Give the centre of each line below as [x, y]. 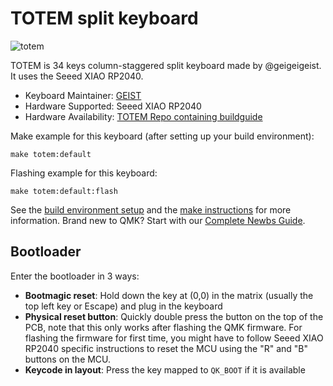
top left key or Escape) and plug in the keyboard [123, 306]
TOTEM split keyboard [104, 18]
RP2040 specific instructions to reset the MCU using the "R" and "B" [166, 348]
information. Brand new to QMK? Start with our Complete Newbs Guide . [158, 220]
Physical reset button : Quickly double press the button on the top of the [174, 316]
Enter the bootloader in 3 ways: [75, 276]
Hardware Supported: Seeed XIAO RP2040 [113, 106]
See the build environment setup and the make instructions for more [151, 209]
